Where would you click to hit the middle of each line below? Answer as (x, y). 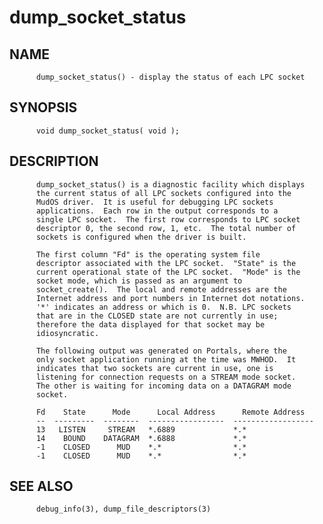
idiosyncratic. (67, 333)
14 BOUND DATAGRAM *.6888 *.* (141, 438)
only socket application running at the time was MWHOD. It (166, 359)
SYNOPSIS (43, 107)
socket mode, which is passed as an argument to (139, 281)
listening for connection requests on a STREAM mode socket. (166, 377)
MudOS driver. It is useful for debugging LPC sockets (154, 202)
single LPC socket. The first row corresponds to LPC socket (168, 219)
